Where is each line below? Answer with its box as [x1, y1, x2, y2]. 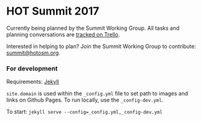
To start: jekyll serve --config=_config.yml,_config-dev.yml [6, 108, 163, 116]
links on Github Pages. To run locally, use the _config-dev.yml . [6, 96, 164, 104]
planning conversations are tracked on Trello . [6, 30, 120, 38]
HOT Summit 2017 [6, 4, 99, 18]
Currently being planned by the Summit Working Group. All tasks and [6, 24, 180, 32]
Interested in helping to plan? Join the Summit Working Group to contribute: [6, 43, 197, 50]
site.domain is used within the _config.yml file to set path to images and [6, 90, 189, 97]
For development [6, 64, 58, 72]
